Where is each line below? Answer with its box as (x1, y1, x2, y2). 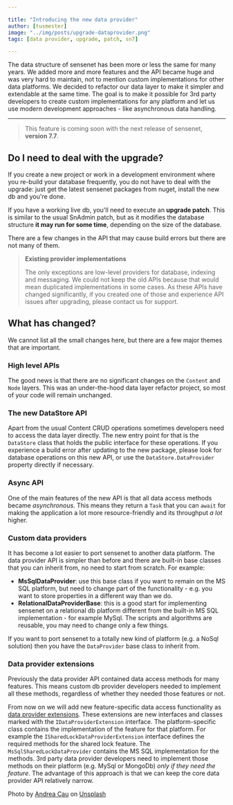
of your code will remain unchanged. (8, 391, 113, 399)
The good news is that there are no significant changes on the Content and (8, 377, 221, 385)
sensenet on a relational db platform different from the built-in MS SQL (17, 606, 219, 615)
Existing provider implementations (24, 255, 127, 263)
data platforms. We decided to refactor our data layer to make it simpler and (8, 82, 224, 91)
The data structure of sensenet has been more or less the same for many (8, 60, 216, 69)
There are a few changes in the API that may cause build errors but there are (8, 234, 226, 242)
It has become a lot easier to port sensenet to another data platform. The (8, 549, 215, 557)
